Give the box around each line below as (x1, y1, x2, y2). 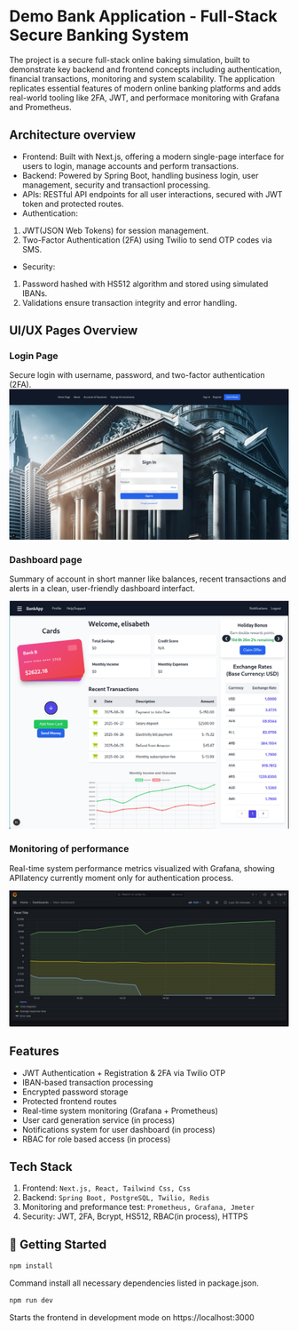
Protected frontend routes (21, 1095, 117, 1106)
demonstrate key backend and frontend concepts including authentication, (9, 64, 282, 75)
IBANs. (21, 287, 48, 299)
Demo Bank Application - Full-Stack (9, 6, 278, 27)
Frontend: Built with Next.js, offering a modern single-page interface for (21, 151, 285, 162)
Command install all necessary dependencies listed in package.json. (9, 1278, 260, 1288)
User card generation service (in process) (21, 1114, 176, 1126)
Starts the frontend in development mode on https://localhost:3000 (9, 1312, 255, 1323)
